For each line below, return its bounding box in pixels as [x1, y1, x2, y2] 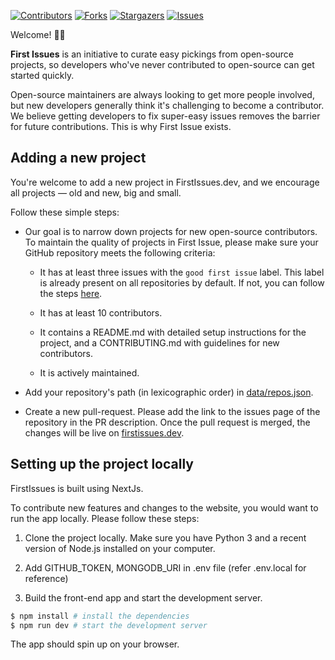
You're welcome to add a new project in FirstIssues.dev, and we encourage [10, 176, 320, 188]
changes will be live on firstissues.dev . [24, 426, 185, 439]
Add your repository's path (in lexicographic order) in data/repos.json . [24, 386, 314, 398]
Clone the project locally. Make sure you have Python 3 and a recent [24, 531, 307, 544]
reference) [24, 572, 69, 584]
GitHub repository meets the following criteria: [24, 246, 216, 259]
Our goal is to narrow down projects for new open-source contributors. [24, 225, 318, 237]
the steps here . [39, 287, 103, 299]
